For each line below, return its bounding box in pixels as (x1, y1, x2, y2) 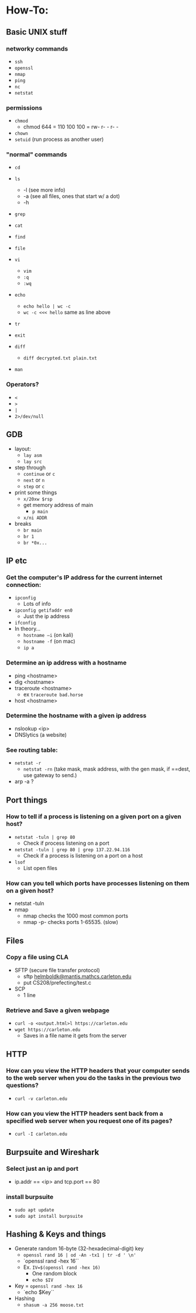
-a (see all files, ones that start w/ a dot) (23, 193, 120, 200)
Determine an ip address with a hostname (6, 659, 127, 667)
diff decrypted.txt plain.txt (23, 355, 98, 361)
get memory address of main (23, 501, 94, 508)
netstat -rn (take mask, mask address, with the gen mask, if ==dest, (23, 765, 191, 773)
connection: (6, 580, 42, 589)
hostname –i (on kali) (23, 632, 74, 639)
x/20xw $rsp (23, 496, 53, 502)
